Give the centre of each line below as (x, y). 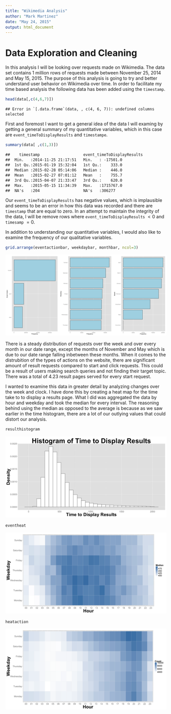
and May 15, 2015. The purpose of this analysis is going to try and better (81, 78)
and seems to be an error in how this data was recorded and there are (79, 205)
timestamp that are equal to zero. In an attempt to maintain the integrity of (82, 211)
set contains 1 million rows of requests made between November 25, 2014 (83, 73)
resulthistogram (23, 429)
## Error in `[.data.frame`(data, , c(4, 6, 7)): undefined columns (80, 109)
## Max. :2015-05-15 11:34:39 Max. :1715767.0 (64, 185)
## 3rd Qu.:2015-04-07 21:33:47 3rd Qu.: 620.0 (64, 180)
